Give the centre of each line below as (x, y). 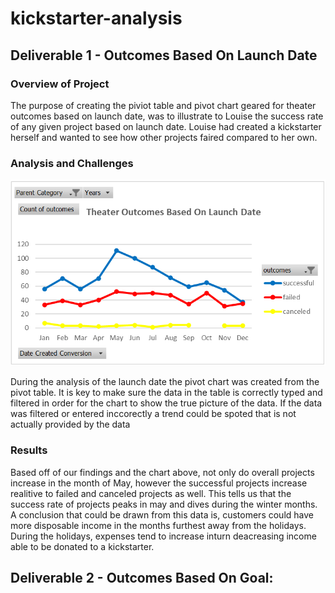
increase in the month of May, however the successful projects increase (159, 483)
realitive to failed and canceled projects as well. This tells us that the (151, 493)
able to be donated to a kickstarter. (82, 546)
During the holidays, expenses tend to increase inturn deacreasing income (163, 536)
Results (29, 450)
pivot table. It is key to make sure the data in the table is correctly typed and (166, 393)
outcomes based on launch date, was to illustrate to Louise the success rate (167, 116)
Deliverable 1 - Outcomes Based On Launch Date (164, 55)
